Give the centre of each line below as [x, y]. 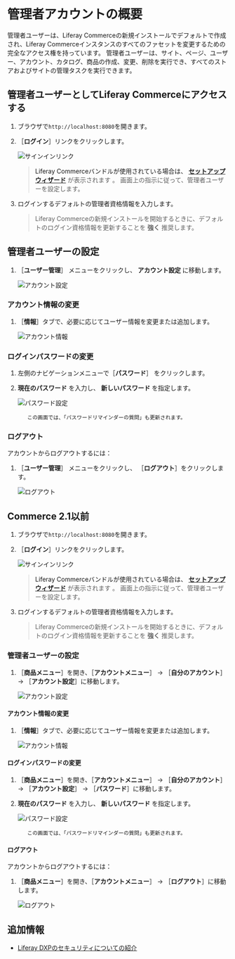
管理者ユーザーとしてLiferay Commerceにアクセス [117, 95]
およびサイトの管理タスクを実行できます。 [74, 70]
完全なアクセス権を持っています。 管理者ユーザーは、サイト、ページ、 [109, 53]
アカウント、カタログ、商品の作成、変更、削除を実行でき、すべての [117, 61]
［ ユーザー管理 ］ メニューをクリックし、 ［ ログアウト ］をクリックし [117, 468]
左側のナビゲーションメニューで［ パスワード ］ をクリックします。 [113, 373]
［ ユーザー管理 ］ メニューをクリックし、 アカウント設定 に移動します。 [121, 270]
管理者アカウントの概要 [75, 14]
